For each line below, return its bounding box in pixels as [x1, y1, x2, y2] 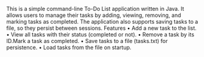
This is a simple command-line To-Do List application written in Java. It [6, 5, 185, 12]
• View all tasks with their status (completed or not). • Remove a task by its [6, 31, 195, 38]
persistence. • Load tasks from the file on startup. [6, 44, 132, 51]
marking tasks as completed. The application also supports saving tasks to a [6, 18, 199, 25]
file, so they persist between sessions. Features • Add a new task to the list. [6, 24, 197, 32]
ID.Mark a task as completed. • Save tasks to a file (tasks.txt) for [6, 38, 168, 44]
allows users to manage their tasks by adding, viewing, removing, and [6, 12, 181, 19]
